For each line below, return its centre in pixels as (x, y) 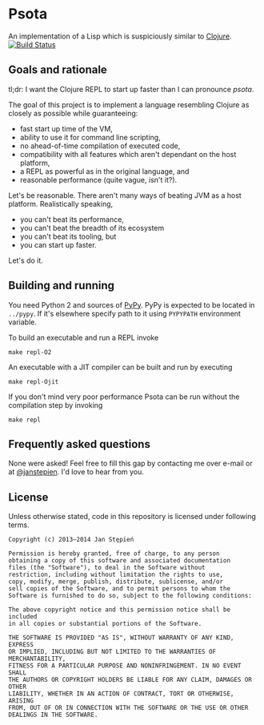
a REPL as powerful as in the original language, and (104, 171)
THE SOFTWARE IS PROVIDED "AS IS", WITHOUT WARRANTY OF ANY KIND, (121, 638)
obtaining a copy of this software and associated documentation (119, 561)
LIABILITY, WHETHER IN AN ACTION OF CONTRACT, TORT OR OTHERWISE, (121, 694)
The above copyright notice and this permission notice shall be (119, 610)
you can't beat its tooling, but (68, 236)
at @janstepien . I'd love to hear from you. (76, 472)
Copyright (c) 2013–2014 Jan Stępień (71, 540)
